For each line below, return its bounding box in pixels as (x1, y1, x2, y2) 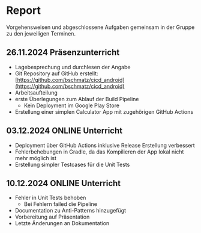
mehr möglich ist (14, 154, 57, 161)
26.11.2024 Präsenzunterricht (6, 48, 120, 58)
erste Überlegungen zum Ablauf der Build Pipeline (14, 95, 139, 102)
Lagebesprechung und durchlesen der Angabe (14, 63, 131, 70)
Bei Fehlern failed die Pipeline (23, 200, 98, 208)
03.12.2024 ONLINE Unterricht (6, 126, 123, 136)
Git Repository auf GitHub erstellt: (14, 70, 98, 77)
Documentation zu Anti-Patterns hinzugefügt (14, 207, 127, 214)
